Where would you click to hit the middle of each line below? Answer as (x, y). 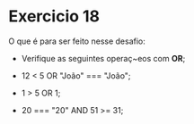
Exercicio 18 (54, 17)
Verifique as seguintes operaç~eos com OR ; (103, 58)
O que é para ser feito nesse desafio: (77, 41)
